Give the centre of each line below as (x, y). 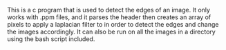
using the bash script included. (51, 39)
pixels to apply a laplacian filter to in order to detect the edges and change (113, 24)
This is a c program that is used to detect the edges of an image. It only (109, 10)
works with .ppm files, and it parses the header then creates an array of (109, 17)
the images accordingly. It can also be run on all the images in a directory (111, 32)
